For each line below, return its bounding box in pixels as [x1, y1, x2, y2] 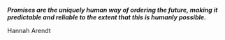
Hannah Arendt [7, 27, 51, 34]
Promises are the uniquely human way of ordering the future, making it [7, 6, 218, 14]
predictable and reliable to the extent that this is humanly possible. [7, 13, 207, 21]
